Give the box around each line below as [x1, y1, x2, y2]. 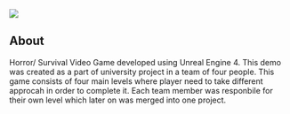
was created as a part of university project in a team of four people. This [9, 66, 275, 77]
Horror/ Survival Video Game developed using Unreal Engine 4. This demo [9, 57, 282, 67]
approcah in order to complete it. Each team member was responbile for [9, 85, 273, 95]
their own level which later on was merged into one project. [9, 95, 227, 105]
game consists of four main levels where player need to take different [9, 75, 264, 87]
